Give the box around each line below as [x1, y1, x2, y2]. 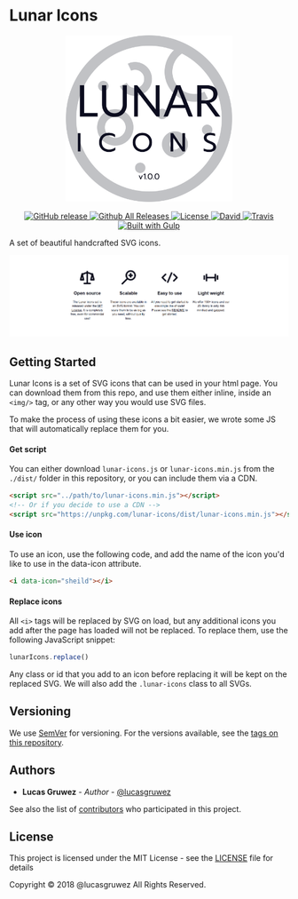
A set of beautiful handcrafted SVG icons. [9, 237, 161, 248]
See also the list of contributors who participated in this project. [9, 803, 242, 814]
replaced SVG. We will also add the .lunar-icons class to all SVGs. [9, 679, 253, 689]
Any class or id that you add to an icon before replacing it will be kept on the [9, 669, 287, 680]
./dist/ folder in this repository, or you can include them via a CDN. [9, 473, 258, 484]
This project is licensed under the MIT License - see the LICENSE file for [9, 853, 273, 863]
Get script [9, 443, 47, 454]
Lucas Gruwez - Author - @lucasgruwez [21, 786, 171, 797]
